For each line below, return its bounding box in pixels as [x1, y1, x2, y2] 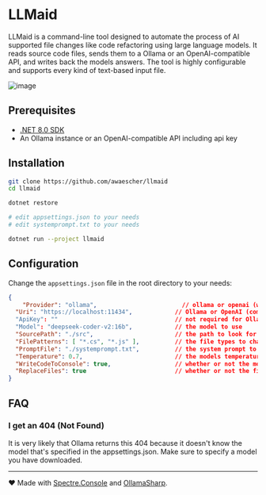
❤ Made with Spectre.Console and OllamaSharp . [8, 478, 168, 487]
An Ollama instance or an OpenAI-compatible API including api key [19, 133, 237, 143]
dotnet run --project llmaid [8, 235, 104, 243]
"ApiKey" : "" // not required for [15, 316, 243, 324]
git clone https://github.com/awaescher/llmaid [8, 177, 169, 186]
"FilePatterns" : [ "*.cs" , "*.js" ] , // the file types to [15, 337, 246, 346]
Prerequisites [8, 104, 76, 117]
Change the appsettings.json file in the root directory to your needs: [8, 278, 232, 287]
